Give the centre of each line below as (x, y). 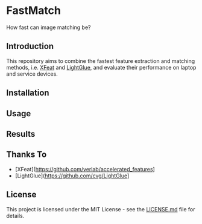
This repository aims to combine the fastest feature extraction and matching (101, 61)
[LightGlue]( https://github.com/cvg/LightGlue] (72, 176)
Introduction (30, 46)
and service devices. (32, 74)
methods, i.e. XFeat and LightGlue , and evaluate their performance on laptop (101, 67)
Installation (28, 93)
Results (21, 134)
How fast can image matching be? (49, 27)
